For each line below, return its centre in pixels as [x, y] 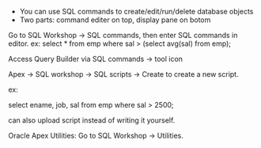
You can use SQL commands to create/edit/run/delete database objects [136, 11]
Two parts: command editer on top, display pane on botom [115, 20]
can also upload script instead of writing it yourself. [92, 120]
